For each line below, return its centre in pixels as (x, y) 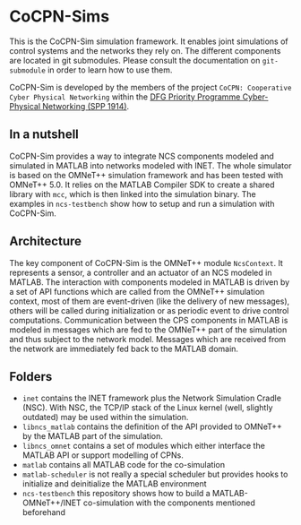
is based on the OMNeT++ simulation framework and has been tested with (146, 175)
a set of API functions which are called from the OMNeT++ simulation (137, 291)
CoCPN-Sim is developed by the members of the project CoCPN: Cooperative (150, 87)
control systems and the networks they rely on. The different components (145, 50)
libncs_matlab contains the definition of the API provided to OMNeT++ (152, 426)
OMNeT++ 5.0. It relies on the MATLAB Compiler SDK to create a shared (142, 185)
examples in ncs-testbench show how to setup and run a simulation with (142, 203)
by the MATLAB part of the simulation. (92, 436)
